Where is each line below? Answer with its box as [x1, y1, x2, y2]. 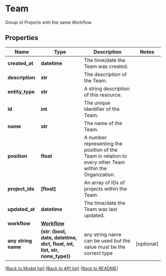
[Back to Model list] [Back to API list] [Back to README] [5, 265, 119, 271]
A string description [83, 85, 130, 92]
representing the [83, 140, 123, 147]
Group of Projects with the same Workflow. [5, 19, 92, 25]
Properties [5, 34, 39, 42]
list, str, [41, 246, 59, 253]
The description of [83, 71, 127, 78]
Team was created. [83, 63, 128, 70]
